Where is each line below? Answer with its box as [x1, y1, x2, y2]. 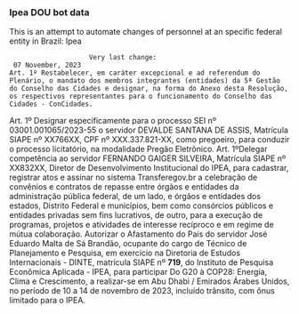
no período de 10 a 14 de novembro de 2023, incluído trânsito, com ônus [9, 286, 276, 296]
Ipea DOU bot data [9, 6, 91, 19]
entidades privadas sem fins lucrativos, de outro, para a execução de [9, 210, 263, 221]
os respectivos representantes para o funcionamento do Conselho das [9, 92, 273, 101]
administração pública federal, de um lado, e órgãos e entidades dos [9, 191, 261, 202]
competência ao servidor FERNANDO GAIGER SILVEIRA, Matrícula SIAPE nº [9, 153, 287, 164]
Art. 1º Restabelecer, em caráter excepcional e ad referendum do [9, 68, 261, 77]
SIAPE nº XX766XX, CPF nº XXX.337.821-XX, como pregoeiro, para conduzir [9, 134, 290, 145]
